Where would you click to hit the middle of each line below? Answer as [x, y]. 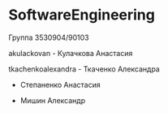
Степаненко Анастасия [60, 85]
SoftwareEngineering [82, 15]
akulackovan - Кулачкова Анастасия [71, 53]
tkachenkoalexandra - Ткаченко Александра [84, 69]
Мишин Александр [53, 100]
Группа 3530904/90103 [49, 37]
